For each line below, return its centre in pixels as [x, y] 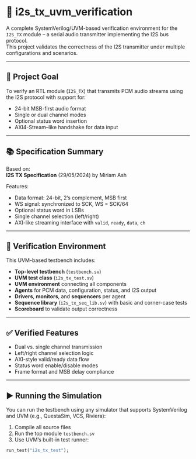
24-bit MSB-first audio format [50, 108]
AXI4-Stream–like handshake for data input [66, 127]
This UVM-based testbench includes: [51, 260]
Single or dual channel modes [50, 115]
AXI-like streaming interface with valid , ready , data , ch [80, 222]
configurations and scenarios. [42, 53]
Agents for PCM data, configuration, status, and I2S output [85, 290]
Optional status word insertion [51, 121]
